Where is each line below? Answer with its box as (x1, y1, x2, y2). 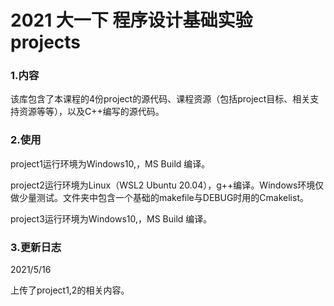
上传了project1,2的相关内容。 (10, 284, 130, 296)
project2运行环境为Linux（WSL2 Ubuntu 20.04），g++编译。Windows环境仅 (10, 179, 325, 191)
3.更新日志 (10, 240, 62, 254)
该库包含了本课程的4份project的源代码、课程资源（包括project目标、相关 (10, 93, 311, 105)
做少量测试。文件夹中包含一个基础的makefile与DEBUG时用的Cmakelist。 (10, 191, 309, 203)
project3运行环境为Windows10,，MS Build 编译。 (10, 212, 213, 225)
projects (10, 31, 82, 54)
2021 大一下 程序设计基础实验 (10, 9, 253, 32)
